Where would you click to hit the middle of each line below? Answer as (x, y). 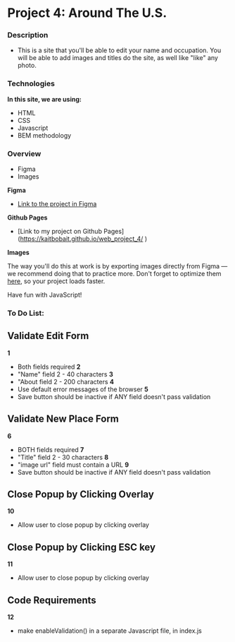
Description (28, 35)
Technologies (31, 84)
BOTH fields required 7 (51, 449)
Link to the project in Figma (57, 204)
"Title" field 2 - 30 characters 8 (63, 457)
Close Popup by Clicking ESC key (82, 547)
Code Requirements (52, 600)
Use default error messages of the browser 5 (83, 389)
